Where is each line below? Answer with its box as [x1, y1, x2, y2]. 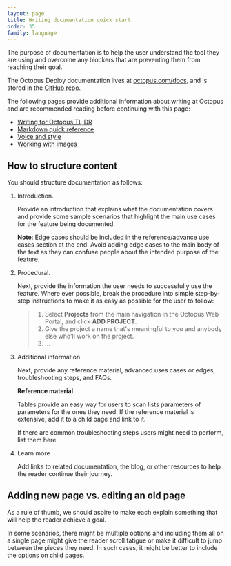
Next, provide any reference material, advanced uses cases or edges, [17, 366, 216, 375]
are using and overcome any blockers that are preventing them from [7, 56, 201, 64]
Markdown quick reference [17, 125, 94, 133]
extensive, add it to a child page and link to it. [17, 415, 146, 424]
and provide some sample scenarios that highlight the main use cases [17, 212, 216, 221]
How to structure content [7, 160, 118, 171]
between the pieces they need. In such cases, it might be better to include [7, 543, 218, 551]
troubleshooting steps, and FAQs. [17, 374, 112, 382]
